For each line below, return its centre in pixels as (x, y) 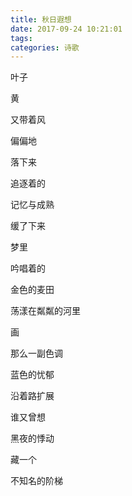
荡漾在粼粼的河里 (45, 311)
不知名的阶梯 (36, 481)
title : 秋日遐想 (41, 19)
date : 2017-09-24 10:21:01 (66, 29)
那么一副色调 (36, 353)
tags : (21, 38)
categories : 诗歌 (45, 47)
